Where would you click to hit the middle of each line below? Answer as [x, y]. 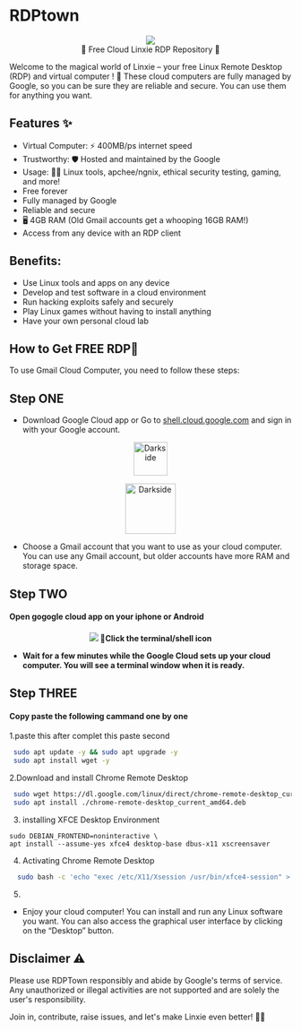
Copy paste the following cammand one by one [99, 716]
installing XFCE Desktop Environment [91, 820]
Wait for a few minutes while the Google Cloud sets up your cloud [146, 656]
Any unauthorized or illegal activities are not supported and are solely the [144, 990]
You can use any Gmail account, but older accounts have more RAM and [156, 556]
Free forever [45, 191]
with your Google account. [71, 430]
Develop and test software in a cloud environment [114, 292]
